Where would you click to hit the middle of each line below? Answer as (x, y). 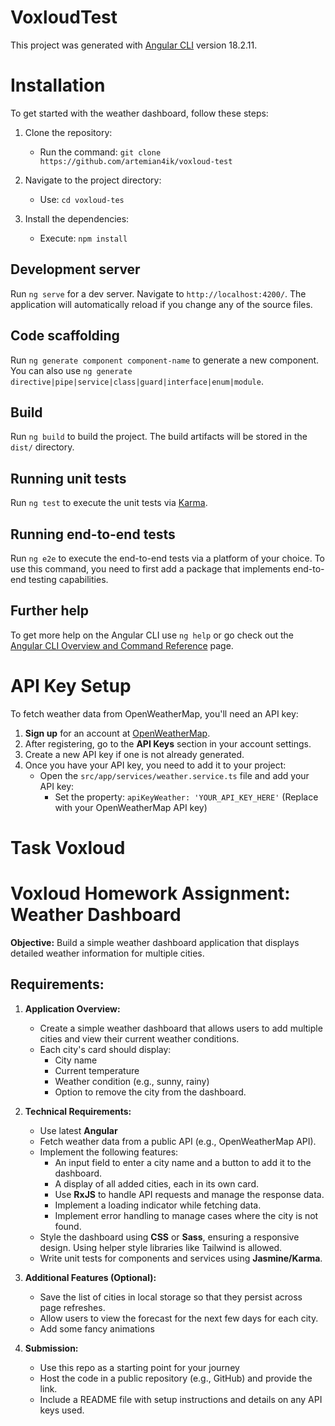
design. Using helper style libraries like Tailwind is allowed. (161, 1247)
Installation (58, 85)
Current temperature (97, 1070)
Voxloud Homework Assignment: (150, 893)
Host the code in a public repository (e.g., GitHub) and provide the (176, 1378)
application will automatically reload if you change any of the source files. (161, 304)
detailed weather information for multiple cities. (107, 953)
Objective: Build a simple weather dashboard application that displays (155, 942)
